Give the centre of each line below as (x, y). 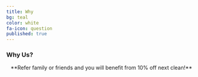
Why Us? (20, 55)
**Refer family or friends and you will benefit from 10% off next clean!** (101, 68)
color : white (23, 23)
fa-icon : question (29, 28)
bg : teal (17, 17)
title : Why (20, 12)
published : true (27, 34)
